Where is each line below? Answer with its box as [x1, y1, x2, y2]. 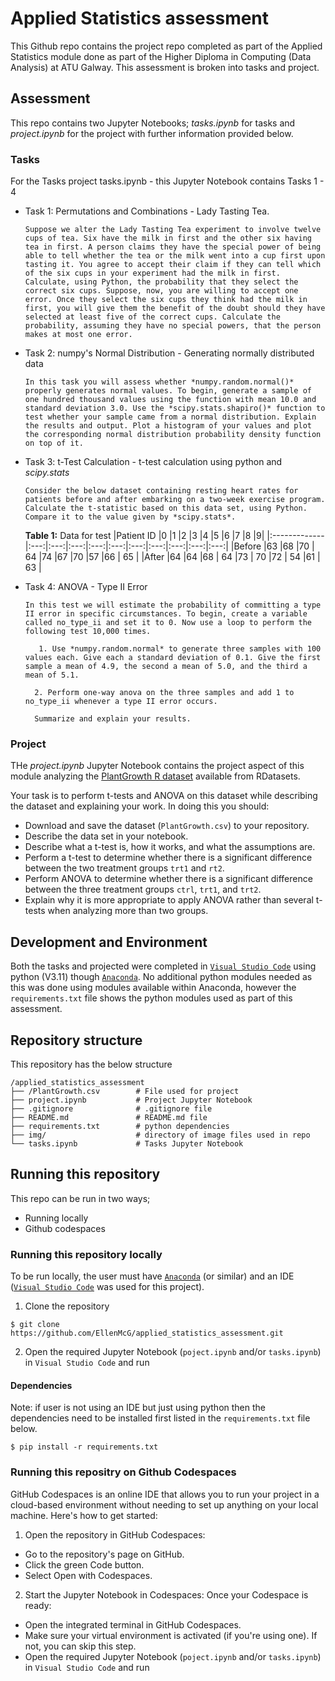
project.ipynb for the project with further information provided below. [10, 127, 294, 139]
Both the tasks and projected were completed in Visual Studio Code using [10, 960, 317, 972]
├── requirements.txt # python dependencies [10, 1121, 230, 1131]
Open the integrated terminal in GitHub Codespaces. [24, 1618, 242, 1631]
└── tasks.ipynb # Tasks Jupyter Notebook [10, 1138, 244, 1149]
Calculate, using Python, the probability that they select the [24, 277, 299, 287]
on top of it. [24, 438, 84, 449]
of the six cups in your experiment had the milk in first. [24, 268, 281, 279]
